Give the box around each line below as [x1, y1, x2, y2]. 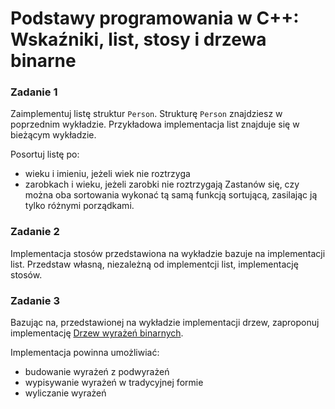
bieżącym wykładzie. [10, 129, 97, 141]
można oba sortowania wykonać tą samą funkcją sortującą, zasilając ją [24, 189, 318, 201]
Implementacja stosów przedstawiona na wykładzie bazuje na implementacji [10, 247, 326, 259]
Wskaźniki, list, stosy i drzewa [10, 28, 267, 51]
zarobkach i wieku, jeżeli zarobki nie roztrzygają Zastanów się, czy [24, 178, 300, 191]
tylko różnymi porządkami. [24, 200, 135, 212]
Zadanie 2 [10, 225, 60, 239]
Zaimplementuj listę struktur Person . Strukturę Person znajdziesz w [10, 108, 283, 120]
